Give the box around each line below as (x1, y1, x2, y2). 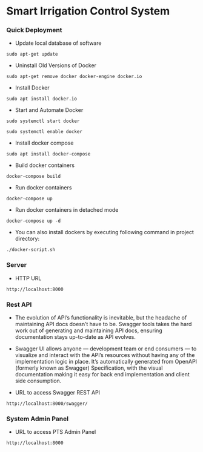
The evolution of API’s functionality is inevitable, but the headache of (15, 314, 187, 321)
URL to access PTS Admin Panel (15, 428, 96, 436)
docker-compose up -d (6, 218, 61, 224)
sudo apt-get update (6, 51, 59, 57)
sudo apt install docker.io (6, 96, 78, 102)
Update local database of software (15, 39, 102, 47)
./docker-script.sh (6, 247, 56, 253)
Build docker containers (15, 162, 75, 169)
